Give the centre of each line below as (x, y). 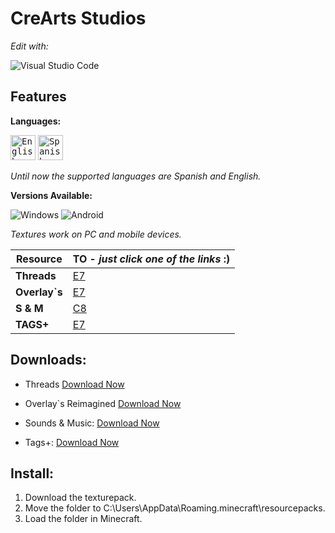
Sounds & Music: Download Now (92, 423)
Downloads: (48, 360)
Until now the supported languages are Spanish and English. (136, 176)
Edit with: (29, 46)
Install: (32, 473)
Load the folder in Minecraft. (83, 519)
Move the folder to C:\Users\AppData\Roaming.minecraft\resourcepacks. (175, 508)
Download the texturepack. (80, 498)
